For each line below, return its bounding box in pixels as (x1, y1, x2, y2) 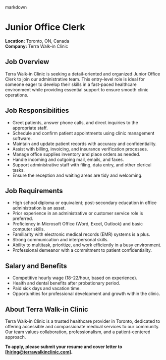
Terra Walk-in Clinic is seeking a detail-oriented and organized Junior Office (5, 71, 160, 76)
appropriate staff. (12, 125, 48, 131)
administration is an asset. (12, 205, 66, 211)
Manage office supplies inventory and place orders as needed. (12, 151, 140, 157)
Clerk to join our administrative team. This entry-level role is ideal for (5, 76, 145, 82)
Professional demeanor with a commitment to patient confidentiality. (12, 247, 152, 253)
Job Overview (5, 58, 50, 66)
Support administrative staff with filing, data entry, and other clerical (12, 161, 152, 168)
